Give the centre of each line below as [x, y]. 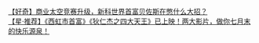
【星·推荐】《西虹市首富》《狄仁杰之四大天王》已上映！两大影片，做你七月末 [129, 21]
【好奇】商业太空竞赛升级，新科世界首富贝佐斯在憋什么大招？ [108, 11]
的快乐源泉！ [29, 31]
